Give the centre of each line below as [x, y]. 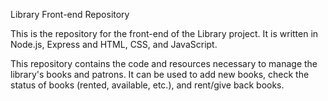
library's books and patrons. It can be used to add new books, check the [160, 74]
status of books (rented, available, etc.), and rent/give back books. [147, 85]
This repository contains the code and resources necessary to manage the [164, 63]
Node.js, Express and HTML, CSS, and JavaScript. [114, 44]
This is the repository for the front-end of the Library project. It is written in [164, 33]
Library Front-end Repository [70, 14]
